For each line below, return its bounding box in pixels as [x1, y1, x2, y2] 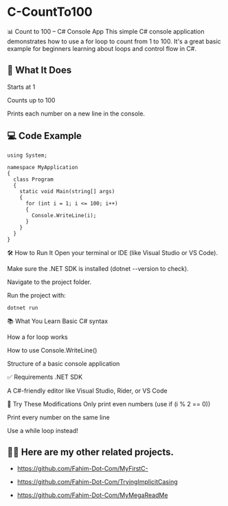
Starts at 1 [7, 82, 36, 91]
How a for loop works [7, 333, 68, 341]
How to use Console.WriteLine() [7, 346, 98, 354]
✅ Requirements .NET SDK [7, 373, 83, 381]
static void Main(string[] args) [19, 188, 115, 195]
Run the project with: [7, 291, 67, 299]
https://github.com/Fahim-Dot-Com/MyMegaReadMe [16, 491, 168, 499]
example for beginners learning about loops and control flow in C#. [7, 44, 197, 52]
